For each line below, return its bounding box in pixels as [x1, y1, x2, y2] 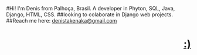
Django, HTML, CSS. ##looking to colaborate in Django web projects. [6, 11, 173, 18]
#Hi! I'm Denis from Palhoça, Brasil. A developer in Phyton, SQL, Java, [6, 5, 175, 12]
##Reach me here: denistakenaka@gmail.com [6, 17, 117, 24]
